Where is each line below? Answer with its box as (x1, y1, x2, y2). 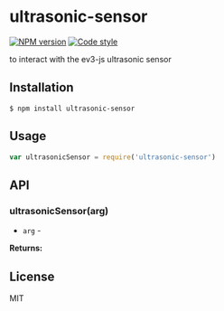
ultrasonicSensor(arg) (9, 204, 109, 217)
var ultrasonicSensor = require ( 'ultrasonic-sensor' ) (9, 152, 217, 162)
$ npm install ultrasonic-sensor (9, 104, 135, 113)
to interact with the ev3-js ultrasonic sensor (9, 53, 172, 64)
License (9, 269, 55, 284)
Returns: (9, 242, 43, 254)
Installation (9, 80, 74, 96)
